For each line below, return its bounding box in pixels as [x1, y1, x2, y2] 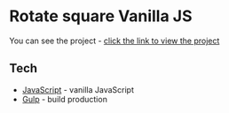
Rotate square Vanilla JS [9, 6, 193, 26]
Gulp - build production [21, 94, 108, 104]
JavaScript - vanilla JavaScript [21, 84, 135, 94]
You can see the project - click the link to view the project [9, 35, 220, 46]
